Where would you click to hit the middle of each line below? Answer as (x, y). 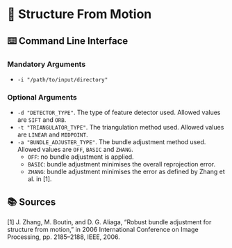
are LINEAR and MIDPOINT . (52, 134)
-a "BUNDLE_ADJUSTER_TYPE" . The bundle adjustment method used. (111, 142)
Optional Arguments (42, 97)
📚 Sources (32, 202)
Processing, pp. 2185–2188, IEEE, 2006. (64, 237)
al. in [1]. (40, 179)
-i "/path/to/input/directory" (63, 79)
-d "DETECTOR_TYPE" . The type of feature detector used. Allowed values (119, 113)
